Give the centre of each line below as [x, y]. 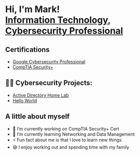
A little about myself [38, 117]
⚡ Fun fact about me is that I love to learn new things [67, 140]
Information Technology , [58, 20]
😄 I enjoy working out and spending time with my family [71, 147]
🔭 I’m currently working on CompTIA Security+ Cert [66, 129]
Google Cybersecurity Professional [49, 62]
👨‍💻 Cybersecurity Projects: [49, 83]
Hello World [25, 100]
